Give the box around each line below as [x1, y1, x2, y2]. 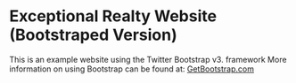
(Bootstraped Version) [9, 25, 177, 45]
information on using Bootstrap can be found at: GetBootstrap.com [9, 64, 254, 74]
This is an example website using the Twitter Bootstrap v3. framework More [9, 54, 287, 64]
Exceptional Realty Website [9, 6, 217, 26]
